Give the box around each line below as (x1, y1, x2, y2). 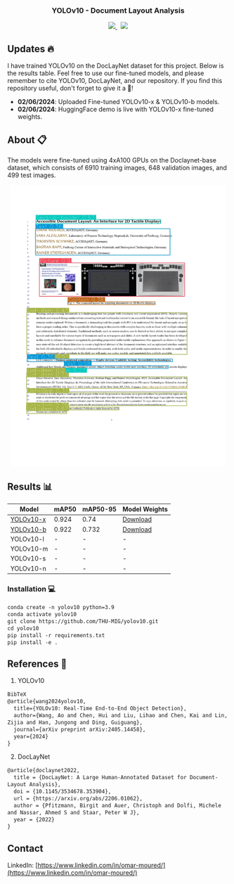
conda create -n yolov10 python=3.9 (7, 603, 115, 610)
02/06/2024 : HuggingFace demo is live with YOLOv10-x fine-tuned (17, 105, 214, 114)
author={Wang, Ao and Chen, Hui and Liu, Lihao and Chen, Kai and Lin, (13, 712, 228, 719)
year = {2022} (13, 816, 55, 824)
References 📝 (7, 658, 67, 670)
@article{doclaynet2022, (7, 767, 80, 774)
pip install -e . (7, 639, 58, 646)
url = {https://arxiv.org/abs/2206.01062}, (13, 795, 143, 802)
